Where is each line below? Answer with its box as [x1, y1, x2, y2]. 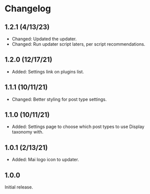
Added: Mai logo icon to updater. [11, 157, 79, 163]
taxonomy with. [11, 129, 44, 135]
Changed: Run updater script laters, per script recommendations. [11, 41, 146, 47]
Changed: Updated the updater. [11, 36, 77, 42]
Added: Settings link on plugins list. [11, 68, 84, 74]
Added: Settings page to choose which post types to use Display [11, 124, 145, 129]
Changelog [4, 3, 51, 14]
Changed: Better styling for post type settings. [11, 96, 107, 102]
